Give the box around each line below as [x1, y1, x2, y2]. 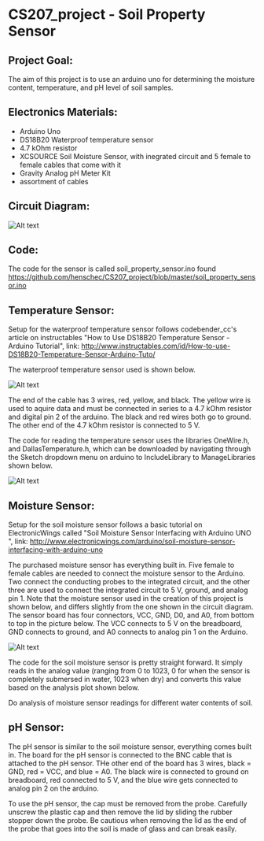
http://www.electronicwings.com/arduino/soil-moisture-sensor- [30, 537, 236, 546]
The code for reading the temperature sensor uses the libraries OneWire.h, [8, 435, 250, 446]
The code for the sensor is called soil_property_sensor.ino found [8, 264, 216, 273]
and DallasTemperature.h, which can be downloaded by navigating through [8, 444, 251, 454]
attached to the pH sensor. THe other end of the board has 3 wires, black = [8, 758, 251, 768]
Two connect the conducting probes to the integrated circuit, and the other [8, 577, 251, 587]
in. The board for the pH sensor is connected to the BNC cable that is [8, 750, 233, 759]
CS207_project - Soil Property [8, 6, 206, 24]
